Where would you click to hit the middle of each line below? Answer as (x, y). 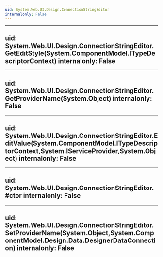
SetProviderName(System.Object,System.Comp (80, 233)
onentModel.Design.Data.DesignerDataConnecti (81, 241)
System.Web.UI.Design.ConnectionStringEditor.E (81, 136)
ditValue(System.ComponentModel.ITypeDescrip (81, 143)
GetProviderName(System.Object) (58, 98)
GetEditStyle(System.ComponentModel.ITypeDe (80, 53)
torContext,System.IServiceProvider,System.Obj (81, 151)
